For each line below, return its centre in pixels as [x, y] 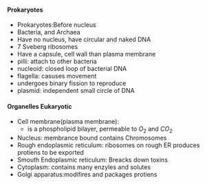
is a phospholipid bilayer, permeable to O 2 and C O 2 [100, 130]
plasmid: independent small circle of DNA [76, 91]
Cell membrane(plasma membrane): [68, 122]
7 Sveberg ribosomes [47, 47]
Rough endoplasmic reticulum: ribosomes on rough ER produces [108, 145]
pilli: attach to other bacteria [57, 61]
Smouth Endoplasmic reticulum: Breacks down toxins [92, 160]
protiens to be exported [51, 153]
